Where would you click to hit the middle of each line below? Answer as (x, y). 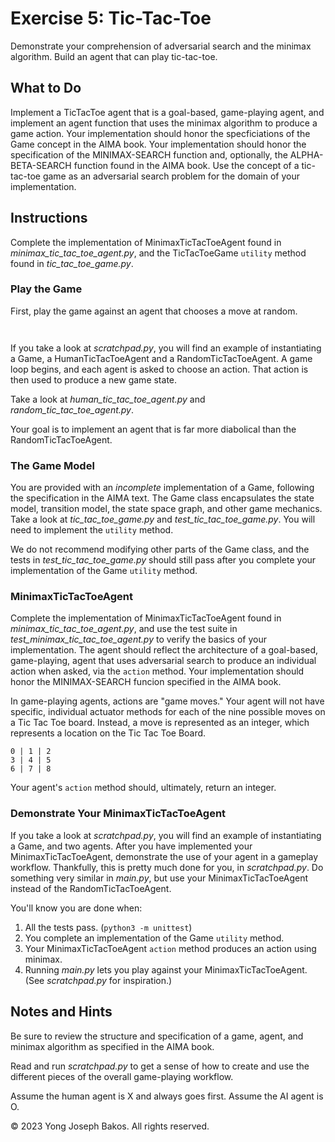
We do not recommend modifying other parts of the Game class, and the (160, 549)
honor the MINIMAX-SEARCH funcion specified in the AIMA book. (146, 682)
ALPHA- (306, 154)
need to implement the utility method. (92, 530)
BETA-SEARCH (41, 165)
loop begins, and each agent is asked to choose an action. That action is (159, 369)
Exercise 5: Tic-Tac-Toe (111, 18)
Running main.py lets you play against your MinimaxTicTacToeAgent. (166, 969)
